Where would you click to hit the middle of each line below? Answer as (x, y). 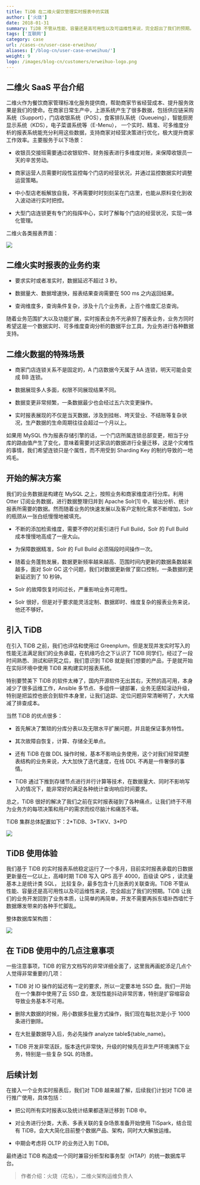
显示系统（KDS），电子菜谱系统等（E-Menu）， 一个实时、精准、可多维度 (95, 125)
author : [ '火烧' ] (27, 17)
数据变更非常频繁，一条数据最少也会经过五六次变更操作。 (85, 402)
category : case (25, 39)
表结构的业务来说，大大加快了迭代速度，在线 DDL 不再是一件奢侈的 (97, 761)
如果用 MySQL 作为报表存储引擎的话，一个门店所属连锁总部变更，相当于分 (98, 435)
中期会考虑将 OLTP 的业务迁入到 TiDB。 (63, 1143)
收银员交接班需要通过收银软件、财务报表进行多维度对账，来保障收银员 (101, 153)
